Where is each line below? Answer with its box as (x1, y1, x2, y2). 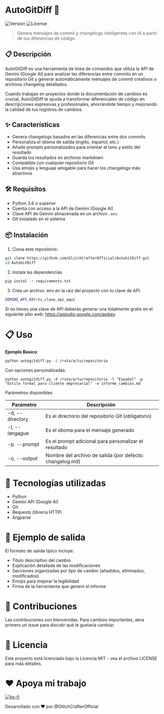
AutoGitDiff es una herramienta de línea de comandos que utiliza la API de (5, 66, 154, 72)
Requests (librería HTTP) (12, 510, 62, 515)
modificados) (12, 573, 39, 579)
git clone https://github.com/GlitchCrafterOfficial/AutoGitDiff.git (5, 256, 150, 261)
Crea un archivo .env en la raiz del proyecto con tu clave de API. (12, 287, 142, 293)
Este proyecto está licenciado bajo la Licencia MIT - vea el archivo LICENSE (5, 656, 158, 662)
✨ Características (5, 121, 60, 129)
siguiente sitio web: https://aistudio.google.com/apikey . (5, 311, 117, 317)
